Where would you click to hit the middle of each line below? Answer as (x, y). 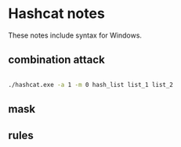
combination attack (57, 60)
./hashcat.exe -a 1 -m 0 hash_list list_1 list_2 (91, 84)
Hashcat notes (57, 14)
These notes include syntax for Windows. (75, 35)
